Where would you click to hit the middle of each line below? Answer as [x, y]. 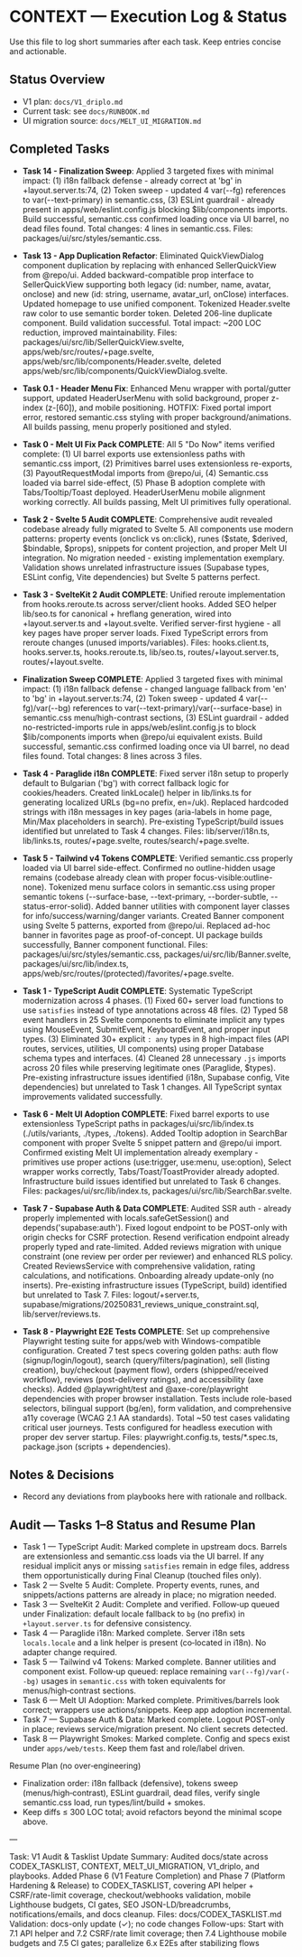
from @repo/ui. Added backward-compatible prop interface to [138, 275]
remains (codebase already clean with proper [107, 877]
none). [34, 886]
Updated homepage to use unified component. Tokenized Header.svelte [156, 304]
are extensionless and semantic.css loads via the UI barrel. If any [143, 1557]
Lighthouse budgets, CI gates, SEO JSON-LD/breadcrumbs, [120, 1905]
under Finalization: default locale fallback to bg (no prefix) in [133, 1614]
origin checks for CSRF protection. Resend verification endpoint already [156, 1237]
